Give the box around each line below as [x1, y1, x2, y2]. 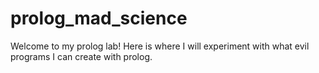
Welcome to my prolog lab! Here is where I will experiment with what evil [10, 40, 310, 52]
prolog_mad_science [10, 7, 188, 30]
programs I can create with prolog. [10, 50, 153, 62]
